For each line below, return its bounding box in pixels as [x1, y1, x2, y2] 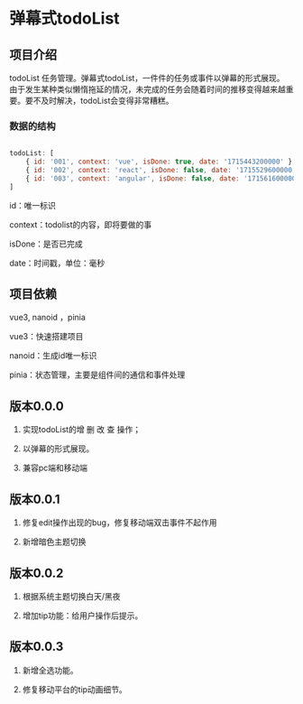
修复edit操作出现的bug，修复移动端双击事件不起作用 [22, 517, 217, 528]
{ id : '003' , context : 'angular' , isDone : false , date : [25, 173, 241, 183]
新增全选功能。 [22, 664, 78, 675]
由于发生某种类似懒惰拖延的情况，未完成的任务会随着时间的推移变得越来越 [9, 84, 286, 95]
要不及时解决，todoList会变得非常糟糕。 [24, 96, 174, 106]
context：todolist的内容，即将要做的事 [9, 218, 152, 230]
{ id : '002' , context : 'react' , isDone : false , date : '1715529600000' [25, 166, 297, 175]
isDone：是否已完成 [9, 238, 83, 249]
